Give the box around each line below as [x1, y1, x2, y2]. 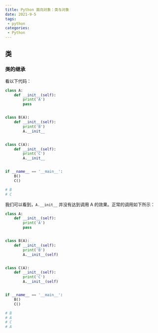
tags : [5, 16, 16, 21]
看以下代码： [5, 78, 31, 84]
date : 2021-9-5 [5, 12, 37, 17]
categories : [5, 26, 30, 31]
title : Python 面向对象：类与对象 [5, 7, 70, 12]
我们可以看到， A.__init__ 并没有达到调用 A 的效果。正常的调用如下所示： [5, 201, 156, 207]
